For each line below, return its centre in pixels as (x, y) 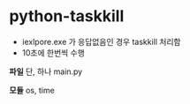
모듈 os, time (32, 90)
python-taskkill (67, 16)
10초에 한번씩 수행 (53, 52)
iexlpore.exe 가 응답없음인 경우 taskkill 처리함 (101, 41)
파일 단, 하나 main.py (46, 71)
